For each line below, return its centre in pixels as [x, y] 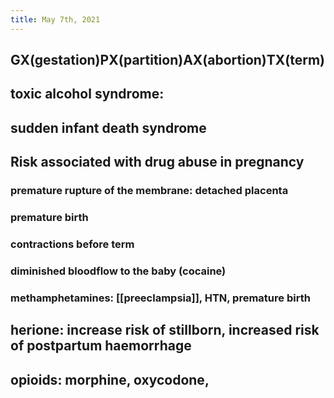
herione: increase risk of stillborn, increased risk [165, 330]
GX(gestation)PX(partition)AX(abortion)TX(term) [168, 60]
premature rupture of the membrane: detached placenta [149, 191]
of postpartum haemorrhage [101, 346]
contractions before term [72, 244]
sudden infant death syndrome [108, 127]
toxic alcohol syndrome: [87, 94]
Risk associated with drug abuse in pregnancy [157, 162]
